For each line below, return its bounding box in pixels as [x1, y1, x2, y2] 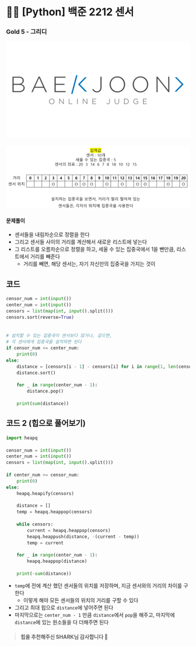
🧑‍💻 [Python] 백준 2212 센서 [6, 5, 134, 19]
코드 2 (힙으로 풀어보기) [6, 418, 86, 428]
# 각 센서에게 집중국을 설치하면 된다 [6, 339, 82, 345]
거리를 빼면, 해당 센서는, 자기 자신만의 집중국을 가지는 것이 [23, 260, 156, 267]
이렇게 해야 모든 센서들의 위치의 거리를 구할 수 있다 [23, 596, 139, 603]
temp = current [27, 540, 64, 546]
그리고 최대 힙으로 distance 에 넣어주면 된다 [14, 604, 114, 611]
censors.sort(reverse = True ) [6, 314, 75, 320]
